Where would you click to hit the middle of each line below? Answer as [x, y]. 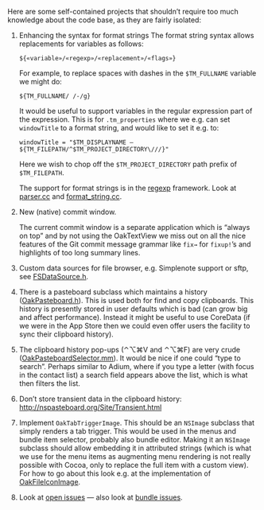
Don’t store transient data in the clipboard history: [100, 399]
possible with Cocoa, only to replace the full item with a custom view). [134, 465]
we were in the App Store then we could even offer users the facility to [134, 326]
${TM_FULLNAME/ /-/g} [54, 96]
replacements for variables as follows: [81, 44]
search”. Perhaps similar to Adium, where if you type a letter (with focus [136, 366]
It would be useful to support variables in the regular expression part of [136, 111]
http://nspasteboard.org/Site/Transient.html [90, 407]
